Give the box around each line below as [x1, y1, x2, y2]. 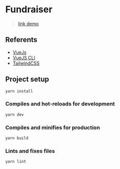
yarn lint [5, 159, 27, 164]
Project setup [5, 75, 50, 84]
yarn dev [5, 112, 24, 117]
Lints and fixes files [5, 147, 55, 155]
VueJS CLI [12, 54, 35, 61]
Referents [5, 35, 37, 44]
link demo [17, 21, 39, 27]
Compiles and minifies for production [5, 124, 100, 131]
